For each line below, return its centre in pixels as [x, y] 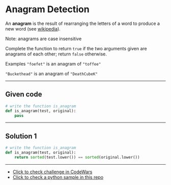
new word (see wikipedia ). [33, 28]
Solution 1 [21, 136]
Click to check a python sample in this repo [58, 177]
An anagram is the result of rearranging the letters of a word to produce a [83, 23]
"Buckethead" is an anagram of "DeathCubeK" [51, 73]
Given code [24, 94]
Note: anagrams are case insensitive [44, 39]
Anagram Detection [48, 9]
